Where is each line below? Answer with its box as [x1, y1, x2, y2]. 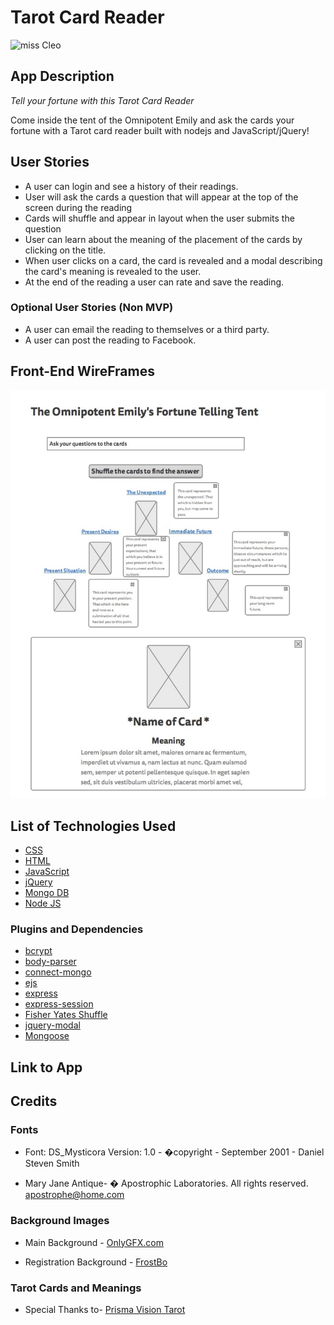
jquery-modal [24, 1019, 81, 1031]
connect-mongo [24, 966, 92, 978]
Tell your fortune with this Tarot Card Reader [10, 94, 195, 106]
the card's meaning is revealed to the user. [24, 265, 202, 277]
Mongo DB [24, 886, 70, 898]
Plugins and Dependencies [10, 922, 144, 936]
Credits [10, 1093, 58, 1110]
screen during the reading [24, 201, 133, 213]
